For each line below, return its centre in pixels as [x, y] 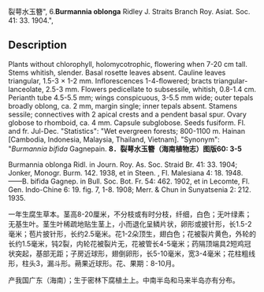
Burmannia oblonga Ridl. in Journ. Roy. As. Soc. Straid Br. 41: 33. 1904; [123, 164]
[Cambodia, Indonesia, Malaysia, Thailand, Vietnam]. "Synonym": [114, 139]
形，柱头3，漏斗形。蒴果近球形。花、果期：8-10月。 [94, 263]
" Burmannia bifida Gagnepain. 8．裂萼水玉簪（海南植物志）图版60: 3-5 [125, 149]
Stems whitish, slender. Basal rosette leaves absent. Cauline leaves [117, 72]
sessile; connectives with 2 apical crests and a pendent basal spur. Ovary [127, 114]
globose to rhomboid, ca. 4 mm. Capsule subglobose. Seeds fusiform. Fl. [127, 122]
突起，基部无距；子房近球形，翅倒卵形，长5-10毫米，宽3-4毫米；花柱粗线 [135, 253]
